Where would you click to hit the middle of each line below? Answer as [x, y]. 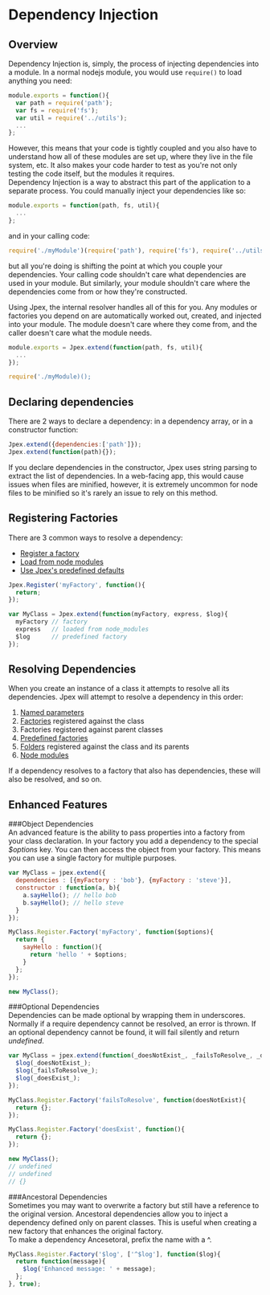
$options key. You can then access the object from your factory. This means [135, 850]
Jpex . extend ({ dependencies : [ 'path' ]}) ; [75, 445]
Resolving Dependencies [72, 670]
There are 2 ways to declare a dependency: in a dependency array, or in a [131, 421]
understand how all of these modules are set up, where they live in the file [131, 157]
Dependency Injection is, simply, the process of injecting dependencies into [134, 63]
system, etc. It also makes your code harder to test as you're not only [123, 165]
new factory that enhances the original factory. [86, 1231]
